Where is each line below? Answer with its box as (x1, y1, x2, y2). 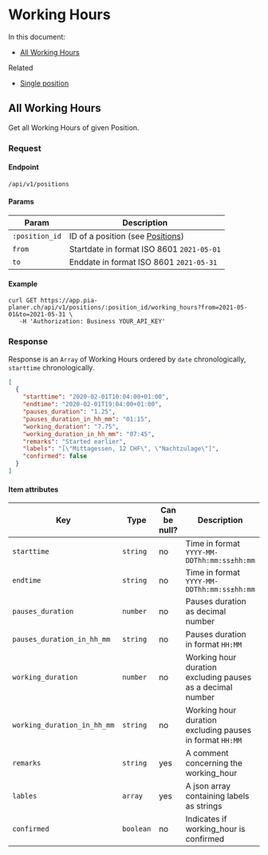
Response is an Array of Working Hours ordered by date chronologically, (8, 354, 246, 364)
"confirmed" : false (22, 453, 88, 461)
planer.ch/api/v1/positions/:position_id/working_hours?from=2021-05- (8, 303, 248, 312)
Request (8, 142, 41, 153)
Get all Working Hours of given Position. (8, 122, 140, 133)
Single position (19, 78, 69, 88)
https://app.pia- (40, 297, 98, 305)
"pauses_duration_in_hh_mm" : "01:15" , (22, 415, 152, 423)
